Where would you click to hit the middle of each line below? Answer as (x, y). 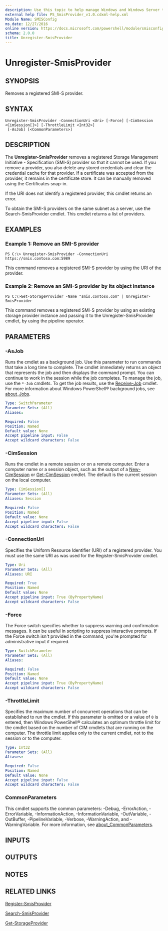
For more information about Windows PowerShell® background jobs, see (80, 389)
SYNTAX (19, 109)
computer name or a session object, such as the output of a (67, 470)
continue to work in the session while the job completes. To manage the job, (83, 378)
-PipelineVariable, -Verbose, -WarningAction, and (78, 819)
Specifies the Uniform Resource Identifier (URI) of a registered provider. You (83, 550)
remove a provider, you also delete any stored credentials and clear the (78, 167)
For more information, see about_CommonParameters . (97, 825)
